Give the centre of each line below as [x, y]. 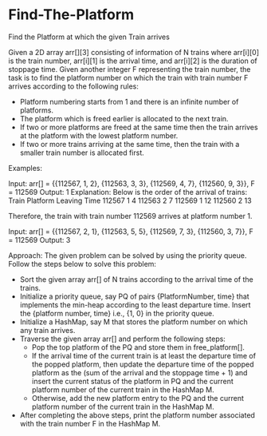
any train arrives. [47, 330]
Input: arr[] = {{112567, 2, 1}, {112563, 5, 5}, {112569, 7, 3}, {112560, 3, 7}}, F [131, 231]
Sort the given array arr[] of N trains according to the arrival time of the [136, 279]
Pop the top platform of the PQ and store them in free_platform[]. [138, 347]
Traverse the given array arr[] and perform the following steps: [122, 339]
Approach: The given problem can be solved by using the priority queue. [128, 255]
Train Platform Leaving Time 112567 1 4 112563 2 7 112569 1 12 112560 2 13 [130, 200]
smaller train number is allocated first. [82, 153]
